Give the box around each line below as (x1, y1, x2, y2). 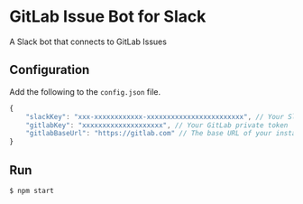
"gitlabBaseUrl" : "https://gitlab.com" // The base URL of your (25, 129, 272, 138)
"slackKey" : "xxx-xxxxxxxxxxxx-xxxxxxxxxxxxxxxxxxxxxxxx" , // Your (25, 112, 284, 121)
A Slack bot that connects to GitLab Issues (9, 36, 167, 47)
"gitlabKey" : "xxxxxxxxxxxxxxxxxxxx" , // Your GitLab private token (25, 120, 289, 130)
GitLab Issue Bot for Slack (9, 6, 207, 27)
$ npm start (9, 186, 54, 195)
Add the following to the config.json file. (9, 86, 161, 97)
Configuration (9, 62, 90, 78)
